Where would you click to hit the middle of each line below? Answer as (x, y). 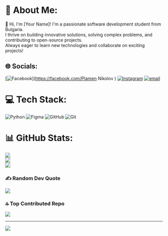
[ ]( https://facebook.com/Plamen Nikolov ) (61, 78)
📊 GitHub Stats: (39, 138)
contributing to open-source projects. (44, 40)
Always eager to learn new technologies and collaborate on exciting (75, 45)
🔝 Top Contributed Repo (35, 203)
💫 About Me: (31, 10)
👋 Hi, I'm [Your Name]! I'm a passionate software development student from (83, 24)
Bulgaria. (14, 29)
